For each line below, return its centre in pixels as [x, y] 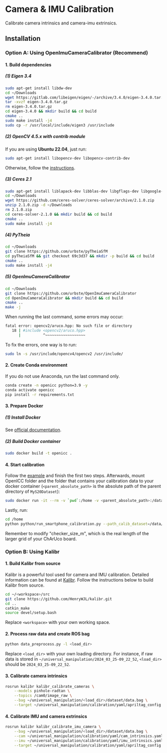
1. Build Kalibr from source [33, 564]
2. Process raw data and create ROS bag [47, 633]
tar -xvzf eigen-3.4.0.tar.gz [37, 102]
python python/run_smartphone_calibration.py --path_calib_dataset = [78, 524]
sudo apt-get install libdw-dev [39, 88]
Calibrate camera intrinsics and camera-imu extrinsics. [61, 23]
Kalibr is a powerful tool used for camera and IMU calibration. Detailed [77, 575]
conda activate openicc [30, 390]
